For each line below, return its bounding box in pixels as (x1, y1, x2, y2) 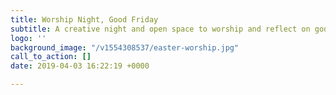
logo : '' (10, 33, 47, 43)
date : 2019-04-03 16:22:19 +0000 (10, 61, 150, 71)
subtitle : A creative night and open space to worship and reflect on (10, 24, 311, 34)
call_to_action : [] (10, 52, 92, 62)
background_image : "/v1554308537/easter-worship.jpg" (10, 42, 240, 53)
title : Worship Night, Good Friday (10, 14, 159, 25)
